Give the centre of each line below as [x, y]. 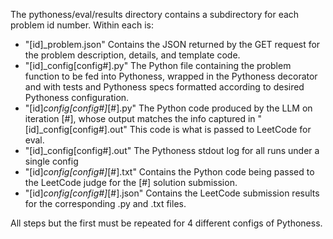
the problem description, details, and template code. [132, 55]
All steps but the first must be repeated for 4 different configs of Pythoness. [166, 223]
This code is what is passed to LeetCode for [220, 129]
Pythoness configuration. [77, 97]
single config [51, 161]
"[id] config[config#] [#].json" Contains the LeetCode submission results [172, 193]
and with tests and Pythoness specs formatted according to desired [164, 87]
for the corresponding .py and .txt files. [105, 203]
